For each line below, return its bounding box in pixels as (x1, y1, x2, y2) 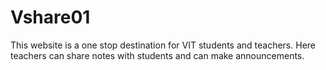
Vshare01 (10, 6, 91, 29)
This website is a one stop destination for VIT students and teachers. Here (10, 39, 316, 51)
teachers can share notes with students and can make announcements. (10, 49, 305, 61)
